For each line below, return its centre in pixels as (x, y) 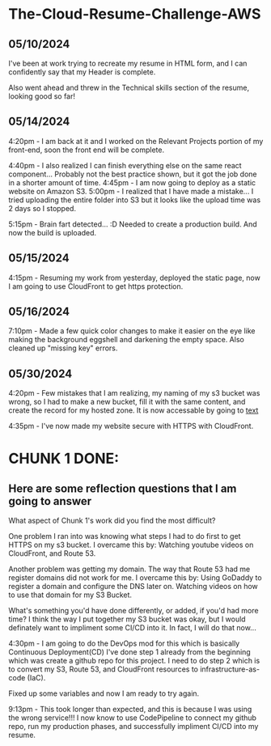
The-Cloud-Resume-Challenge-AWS (135, 14)
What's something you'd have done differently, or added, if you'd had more (133, 611)
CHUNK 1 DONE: (64, 459)
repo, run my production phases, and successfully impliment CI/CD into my (133, 727)
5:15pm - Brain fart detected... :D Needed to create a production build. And (133, 224)
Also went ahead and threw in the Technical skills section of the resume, (129, 87)
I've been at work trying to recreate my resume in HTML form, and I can (128, 63)
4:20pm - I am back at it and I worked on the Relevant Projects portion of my (136, 141)
